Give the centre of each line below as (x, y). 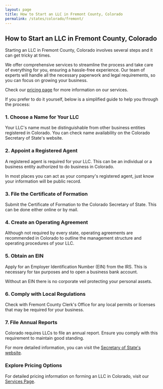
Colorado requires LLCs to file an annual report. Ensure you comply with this (81, 333)
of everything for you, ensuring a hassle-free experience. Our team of (75, 70)
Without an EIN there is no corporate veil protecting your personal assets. (79, 281)
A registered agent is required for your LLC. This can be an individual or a (79, 161)
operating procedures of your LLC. (40, 243)
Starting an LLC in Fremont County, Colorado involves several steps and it (79, 50)
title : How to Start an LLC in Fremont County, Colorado (64, 14)
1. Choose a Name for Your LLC (42, 117)
